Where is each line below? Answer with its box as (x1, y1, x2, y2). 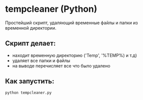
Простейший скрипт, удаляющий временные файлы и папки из (5, 20, 138, 26)
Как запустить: (5, 77, 54, 86)
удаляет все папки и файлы (12, 58, 71, 64)
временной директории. (5, 25, 57, 31)
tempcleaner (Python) (5, 3, 98, 15)
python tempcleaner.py (5, 90, 52, 95)
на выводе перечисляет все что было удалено (12, 63, 110, 68)
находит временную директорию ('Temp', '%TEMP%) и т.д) (12, 52, 137, 58)
